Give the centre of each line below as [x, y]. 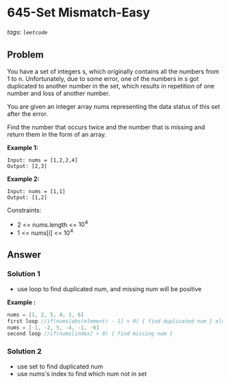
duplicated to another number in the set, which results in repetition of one [111, 86]
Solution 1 [24, 274]
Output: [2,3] [27, 166]
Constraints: [24, 210]
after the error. [27, 114]
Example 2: [23, 179]
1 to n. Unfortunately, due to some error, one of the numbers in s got [103, 78]
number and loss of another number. [59, 93]
